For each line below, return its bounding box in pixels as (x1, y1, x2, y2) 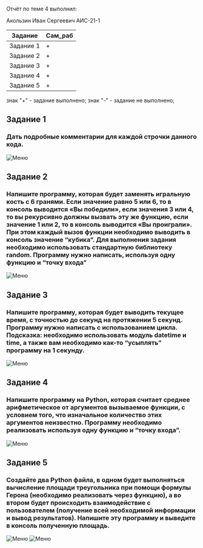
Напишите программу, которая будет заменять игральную (6, 190, 191, 198)
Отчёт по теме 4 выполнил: (6, 5, 78, 12)
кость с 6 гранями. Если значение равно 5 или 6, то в (6, 198, 171, 206)
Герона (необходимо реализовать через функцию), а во (6, 491, 182, 499)
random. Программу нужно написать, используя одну (6, 251, 176, 259)
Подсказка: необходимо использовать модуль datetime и (6, 331, 187, 339)
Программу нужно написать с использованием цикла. (6, 323, 178, 331)
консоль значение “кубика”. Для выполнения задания (6, 235, 177, 244)
